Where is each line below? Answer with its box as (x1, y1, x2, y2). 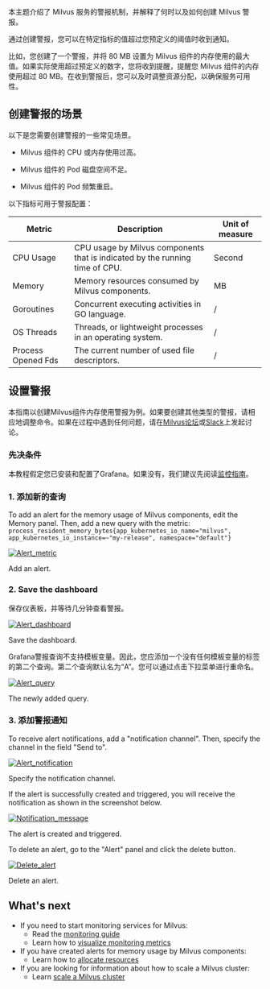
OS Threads (12, 326, 58, 337)
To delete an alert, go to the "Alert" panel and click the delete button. (8, 844, 236, 854)
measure (218, 228, 253, 239)
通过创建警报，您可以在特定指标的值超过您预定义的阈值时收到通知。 (8, 35, 234, 43)
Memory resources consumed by (74, 275, 199, 286)
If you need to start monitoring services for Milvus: (19, 921, 188, 930)
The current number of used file (74, 345, 194, 356)
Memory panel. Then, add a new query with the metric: (8, 519, 190, 528)
